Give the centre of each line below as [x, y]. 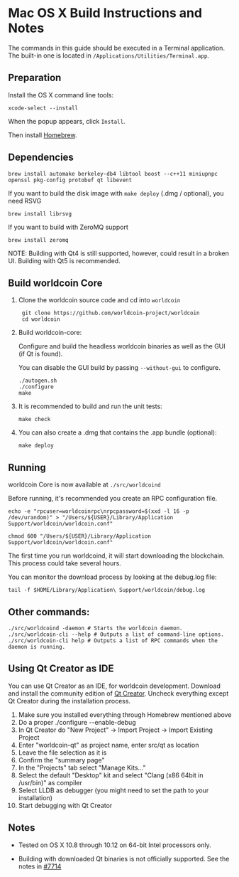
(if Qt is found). [40, 354]
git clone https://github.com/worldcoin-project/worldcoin [111, 313]
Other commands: [49, 612]
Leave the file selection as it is [62, 753]
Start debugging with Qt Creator [65, 805]
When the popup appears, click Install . [67, 121]
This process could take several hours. [65, 563]
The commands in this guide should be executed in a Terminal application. [117, 48]
